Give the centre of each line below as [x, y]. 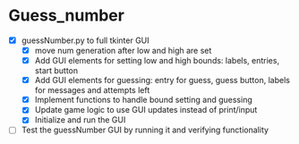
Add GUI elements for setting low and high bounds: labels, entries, [157, 61]
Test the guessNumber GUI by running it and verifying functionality [145, 130]
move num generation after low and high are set [123, 51]
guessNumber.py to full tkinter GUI [85, 40]
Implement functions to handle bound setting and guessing [143, 100]
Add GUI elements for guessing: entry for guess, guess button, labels [162, 80]
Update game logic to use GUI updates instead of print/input [146, 110]
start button [56, 71]
